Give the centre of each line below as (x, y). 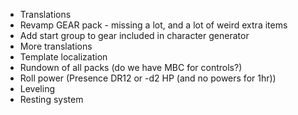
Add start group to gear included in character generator (134, 35)
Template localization (63, 57)
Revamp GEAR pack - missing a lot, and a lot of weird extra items (153, 25)
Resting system (51, 99)
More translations (56, 46)
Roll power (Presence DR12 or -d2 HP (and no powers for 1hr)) (148, 78)
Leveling (37, 88)
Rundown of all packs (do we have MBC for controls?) (131, 67)
